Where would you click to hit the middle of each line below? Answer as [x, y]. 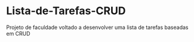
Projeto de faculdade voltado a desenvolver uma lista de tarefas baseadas [97, 27]
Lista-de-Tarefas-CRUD [66, 11]
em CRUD [19, 33]
